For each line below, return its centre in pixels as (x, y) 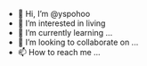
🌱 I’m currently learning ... (65, 33)
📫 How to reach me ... (59, 52)
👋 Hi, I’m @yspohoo (54, 14)
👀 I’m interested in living (61, 23)
